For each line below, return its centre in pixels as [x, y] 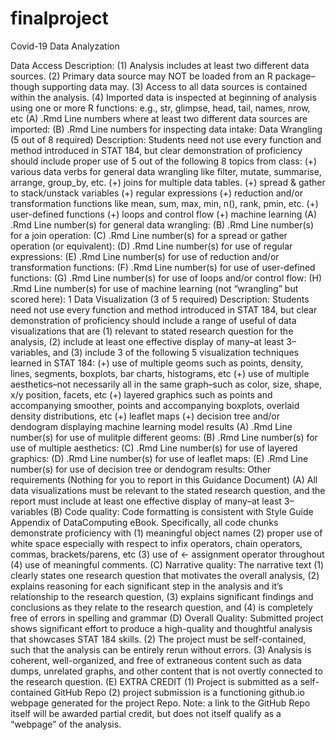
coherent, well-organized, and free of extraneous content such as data [156, 660]
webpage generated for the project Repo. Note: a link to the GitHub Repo [160, 703]
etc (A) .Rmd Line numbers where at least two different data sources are [159, 118]
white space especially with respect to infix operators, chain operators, [156, 543]
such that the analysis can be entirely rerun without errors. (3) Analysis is [161, 649]
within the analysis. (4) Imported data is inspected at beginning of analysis [163, 97]
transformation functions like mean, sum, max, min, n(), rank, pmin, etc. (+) [164, 203]
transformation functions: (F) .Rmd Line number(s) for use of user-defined [163, 267]
